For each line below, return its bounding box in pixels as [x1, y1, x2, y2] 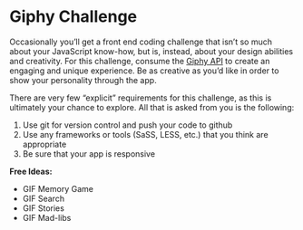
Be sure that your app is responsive [22, 148, 156, 159]
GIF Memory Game [22, 183, 93, 194]
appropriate [22, 139, 67, 149]
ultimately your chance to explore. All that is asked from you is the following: [9, 101, 295, 112]
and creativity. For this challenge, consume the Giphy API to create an [9, 55, 270, 66]
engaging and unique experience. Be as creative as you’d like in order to [9, 65, 279, 76]
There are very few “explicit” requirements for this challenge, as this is [9, 92, 272, 103]
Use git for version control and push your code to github [22, 120, 233, 130]
